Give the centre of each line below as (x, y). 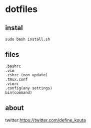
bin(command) (19, 92)
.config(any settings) (29, 88)
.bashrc (13, 66)
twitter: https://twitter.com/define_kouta (45, 120)
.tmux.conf (16, 79)
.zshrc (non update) (27, 75)
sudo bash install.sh (28, 39)
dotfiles (21, 9)
